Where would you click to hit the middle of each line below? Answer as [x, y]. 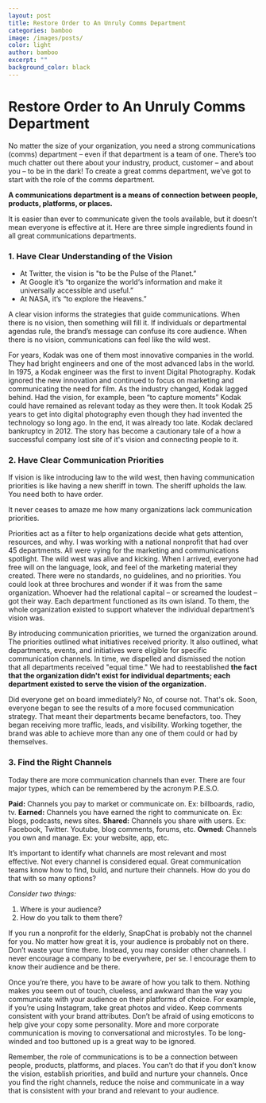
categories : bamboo [40, 30]
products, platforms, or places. [60, 203]
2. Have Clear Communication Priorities [86, 460]
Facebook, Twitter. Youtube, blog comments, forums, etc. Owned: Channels [133, 829]
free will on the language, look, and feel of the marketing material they [123, 567]
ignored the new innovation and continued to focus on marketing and [121, 380]
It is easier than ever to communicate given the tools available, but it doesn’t [133, 219]
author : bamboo [33, 52]
